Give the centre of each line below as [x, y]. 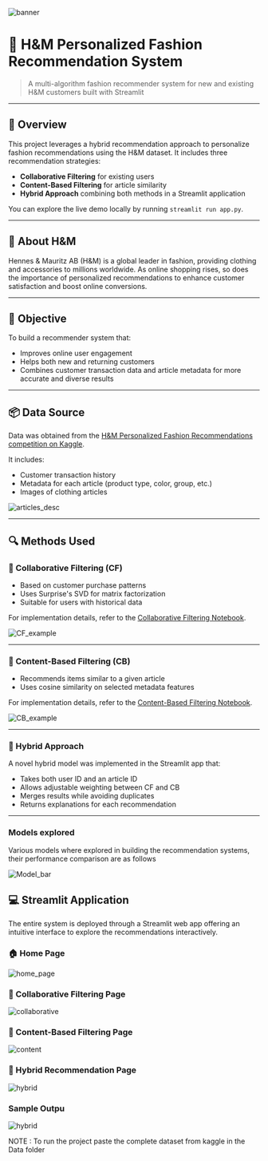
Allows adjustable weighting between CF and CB [100, 787]
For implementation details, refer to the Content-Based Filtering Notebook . [130, 703]
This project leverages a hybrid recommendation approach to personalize [129, 144]
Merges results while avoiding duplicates [87, 796]
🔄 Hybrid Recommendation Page [73, 1070]
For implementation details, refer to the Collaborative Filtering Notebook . [127, 617]
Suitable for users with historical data [81, 602]
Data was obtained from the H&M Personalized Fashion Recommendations [131, 436]
